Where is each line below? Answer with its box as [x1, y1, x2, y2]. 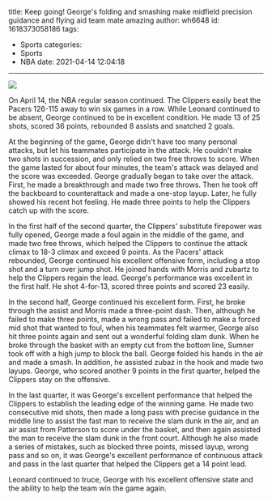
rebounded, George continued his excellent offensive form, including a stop [8, 256, 261, 265]
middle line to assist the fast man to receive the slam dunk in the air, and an [8, 416, 259, 426]
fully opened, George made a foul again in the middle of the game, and [8, 230, 244, 240]
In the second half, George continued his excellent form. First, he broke [8, 297, 245, 307]
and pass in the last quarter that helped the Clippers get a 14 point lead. [8, 459, 247, 469]
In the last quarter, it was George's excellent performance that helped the [8, 390, 253, 400]
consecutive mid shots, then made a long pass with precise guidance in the [8, 408, 260, 417]
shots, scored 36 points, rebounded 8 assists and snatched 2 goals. [8, 121, 235, 130]
